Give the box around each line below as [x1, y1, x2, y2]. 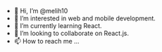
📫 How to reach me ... [13, 37, 80, 45]
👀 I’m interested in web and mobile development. [13, 14, 156, 22]
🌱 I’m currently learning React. [13, 22, 102, 30]
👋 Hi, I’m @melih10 [13, 7, 68, 15]
